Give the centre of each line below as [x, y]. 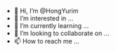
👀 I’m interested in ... [44, 18]
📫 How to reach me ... [46, 41]
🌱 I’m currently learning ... [51, 26]
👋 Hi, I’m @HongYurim [46, 11]
